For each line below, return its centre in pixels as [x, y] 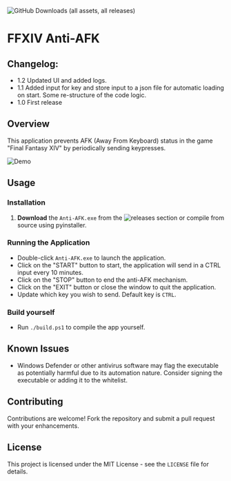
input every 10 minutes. [50, 272]
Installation [27, 203]
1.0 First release [40, 102]
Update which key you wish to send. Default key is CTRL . [97, 294]
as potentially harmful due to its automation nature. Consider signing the [120, 373]
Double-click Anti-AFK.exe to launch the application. [91, 258]
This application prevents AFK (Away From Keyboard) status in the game [110, 141]
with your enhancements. [43, 426]
